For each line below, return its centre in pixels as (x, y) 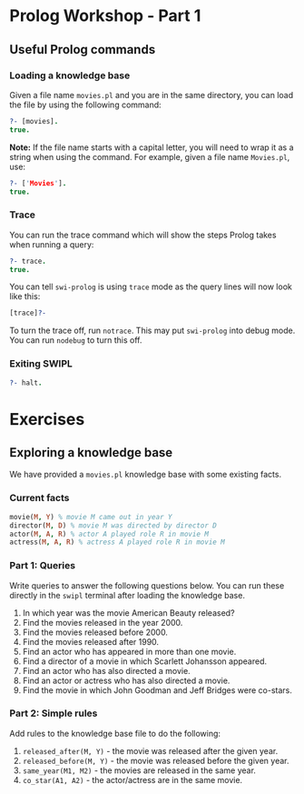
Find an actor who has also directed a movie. (106, 670)
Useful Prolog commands (83, 50)
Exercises (47, 419)
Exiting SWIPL (41, 364)
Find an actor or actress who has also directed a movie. (126, 680)
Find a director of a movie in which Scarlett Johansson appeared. (145, 661)
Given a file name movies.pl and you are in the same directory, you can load (152, 95)
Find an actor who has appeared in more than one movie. (129, 651)
